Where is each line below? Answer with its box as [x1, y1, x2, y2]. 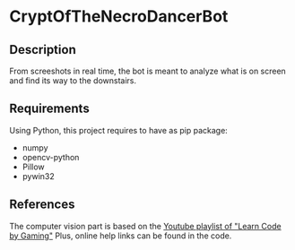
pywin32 [22, 170, 56, 181]
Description [9, 42, 76, 57]
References [9, 197, 75, 212]
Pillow [22, 161, 45, 172]
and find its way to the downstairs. [9, 75, 137, 86]
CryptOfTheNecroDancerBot [9, 6, 229, 27]
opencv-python [22, 151, 80, 162]
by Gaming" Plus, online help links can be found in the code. [9, 230, 232, 241]
